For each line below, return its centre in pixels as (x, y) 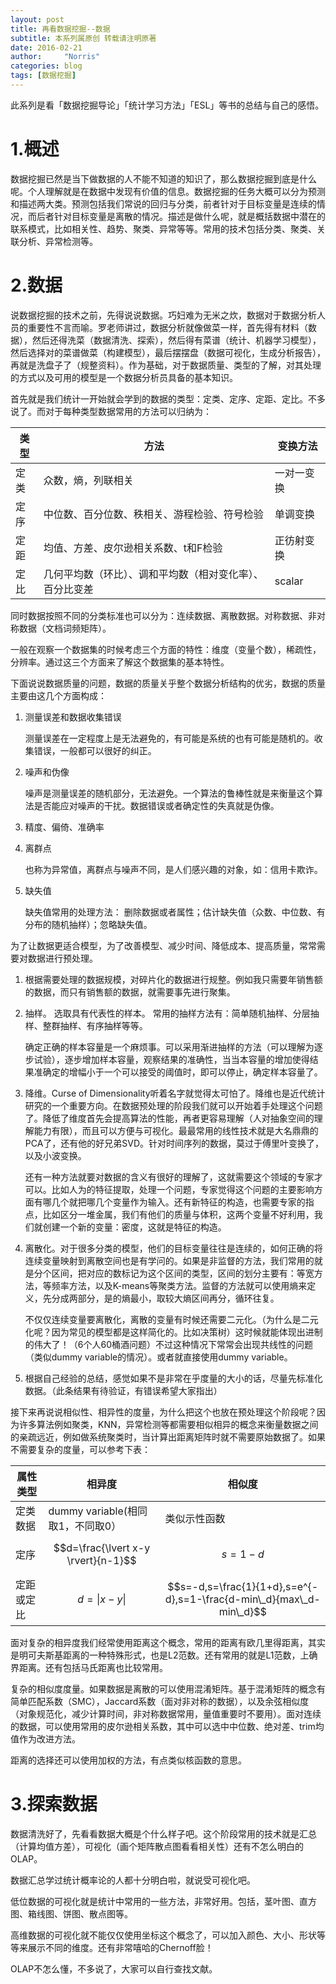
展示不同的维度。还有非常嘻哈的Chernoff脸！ (120, 1947)
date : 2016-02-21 (46, 47)
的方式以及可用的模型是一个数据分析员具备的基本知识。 (124, 377)
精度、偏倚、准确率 (64, 827)
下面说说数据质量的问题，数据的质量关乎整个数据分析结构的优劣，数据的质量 (168, 683)
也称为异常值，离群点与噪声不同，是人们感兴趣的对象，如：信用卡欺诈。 (173, 869)
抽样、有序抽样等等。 (103, 1025)
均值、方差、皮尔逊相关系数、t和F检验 (133, 548)
